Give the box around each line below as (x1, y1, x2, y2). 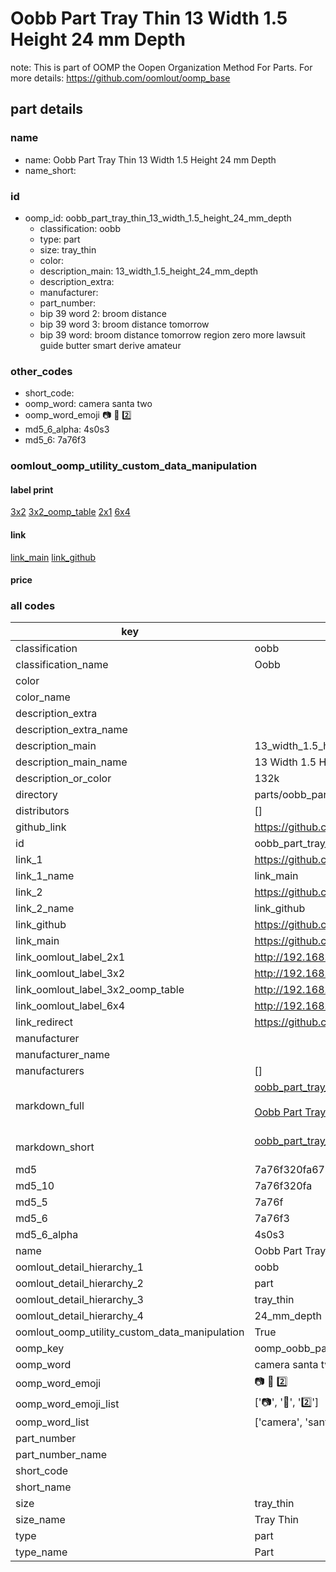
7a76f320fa (254, 1179, 313, 1193)
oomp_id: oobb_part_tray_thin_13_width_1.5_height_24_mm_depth (24, 212, 292, 224)
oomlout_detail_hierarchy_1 (15, 1260, 144, 1274)
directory (15, 788, 58, 802)
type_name (15, 1545, 68, 1559)
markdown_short (15, 1140, 95, 1154)
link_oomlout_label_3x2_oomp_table (15, 983, 185, 997)
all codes (10, 599, 56, 613)
